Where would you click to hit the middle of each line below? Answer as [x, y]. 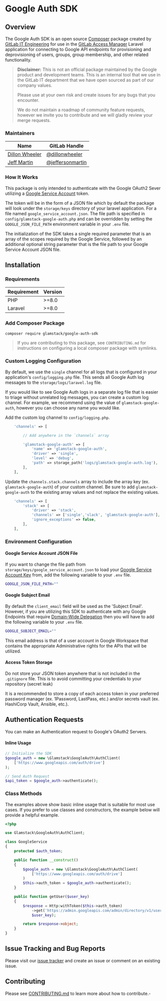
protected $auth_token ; [39, 851]
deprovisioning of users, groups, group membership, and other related [77, 55]
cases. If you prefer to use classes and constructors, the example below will [83, 810]
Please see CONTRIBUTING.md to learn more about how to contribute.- [78, 993]
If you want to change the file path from [45, 564]
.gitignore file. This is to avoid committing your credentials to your [73, 679]
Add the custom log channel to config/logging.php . [58, 417]
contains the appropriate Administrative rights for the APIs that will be [76, 646]
